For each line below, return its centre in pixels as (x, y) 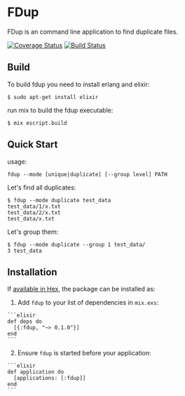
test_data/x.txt (31, 218)
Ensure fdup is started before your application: (84, 353)
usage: (17, 161)
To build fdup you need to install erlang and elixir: (78, 84)
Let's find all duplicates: (42, 187)
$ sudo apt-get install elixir (53, 97)
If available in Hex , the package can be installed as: (81, 289)
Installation (32, 272)
